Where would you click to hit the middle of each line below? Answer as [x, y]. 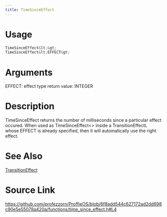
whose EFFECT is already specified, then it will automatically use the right [81, 131]
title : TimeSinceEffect [30, 10]
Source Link [30, 190]
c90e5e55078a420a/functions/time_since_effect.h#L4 [61, 210]
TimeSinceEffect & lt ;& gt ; [31, 48]
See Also [24, 156]
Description [30, 107]
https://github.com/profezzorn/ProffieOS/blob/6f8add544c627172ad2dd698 [83, 204]
